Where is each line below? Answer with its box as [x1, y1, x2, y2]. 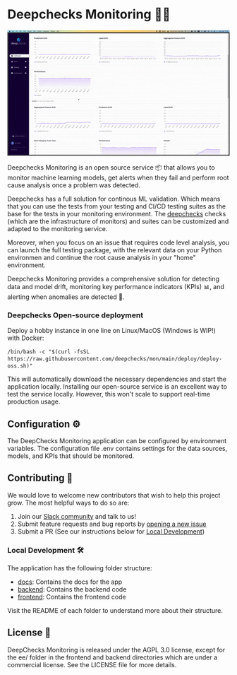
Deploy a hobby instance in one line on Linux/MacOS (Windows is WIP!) [7, 327, 217, 335]
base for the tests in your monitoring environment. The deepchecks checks [7, 209, 226, 218]
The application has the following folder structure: [7, 564, 153, 573]
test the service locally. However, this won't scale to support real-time [7, 390, 210, 399]
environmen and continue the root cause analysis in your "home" [7, 253, 196, 262]
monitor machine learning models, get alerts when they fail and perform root [7, 173, 229, 182]
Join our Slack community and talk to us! [17, 512, 136, 520]
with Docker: [7, 334, 44, 342]
